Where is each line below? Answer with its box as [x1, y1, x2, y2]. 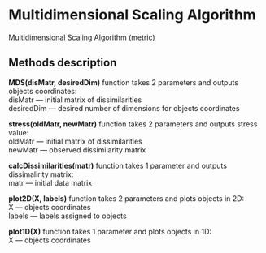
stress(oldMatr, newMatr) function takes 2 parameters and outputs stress [8, 119, 258, 129]
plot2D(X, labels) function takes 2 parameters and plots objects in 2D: [8, 193, 245, 204]
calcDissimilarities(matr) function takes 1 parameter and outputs [8, 161, 228, 170]
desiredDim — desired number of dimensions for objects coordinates [8, 103, 240, 113]
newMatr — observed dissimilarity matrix [8, 144, 146, 155]
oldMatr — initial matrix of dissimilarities [8, 136, 142, 146]
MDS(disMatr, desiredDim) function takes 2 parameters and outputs [8, 77, 238, 87]
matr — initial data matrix [8, 178, 93, 187]
